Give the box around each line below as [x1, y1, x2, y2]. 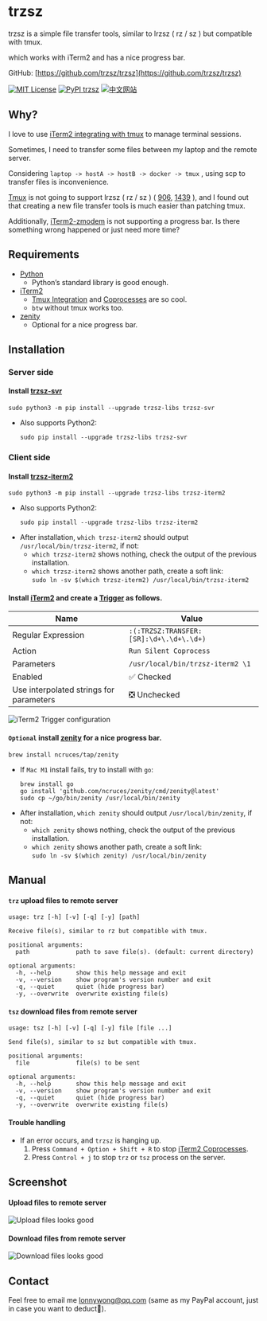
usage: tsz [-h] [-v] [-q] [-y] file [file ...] [8, 1024, 172, 1033]
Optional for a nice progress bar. [31, 319, 138, 329]
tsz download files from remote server [8, 1006, 137, 1016]
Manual [8, 874, 46, 886]
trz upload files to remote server [8, 895, 118, 905]
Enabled [12, 671, 43, 682]
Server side [8, 366, 54, 377]
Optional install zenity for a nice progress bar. [8, 733, 162, 742]
